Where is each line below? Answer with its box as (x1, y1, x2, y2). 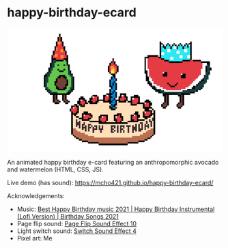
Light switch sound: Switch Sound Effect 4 (16, 227, 137, 235)
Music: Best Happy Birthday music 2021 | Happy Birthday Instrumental (16, 205, 215, 213)
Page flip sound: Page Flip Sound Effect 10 (16, 220, 137, 228)
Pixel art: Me (16, 234, 53, 243)
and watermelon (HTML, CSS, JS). (7, 165, 104, 174)
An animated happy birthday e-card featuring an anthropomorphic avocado (7, 159, 219, 167)
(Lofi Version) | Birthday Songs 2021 (16, 212, 119, 221)
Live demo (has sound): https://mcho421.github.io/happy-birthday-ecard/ (7, 179, 214, 187)
